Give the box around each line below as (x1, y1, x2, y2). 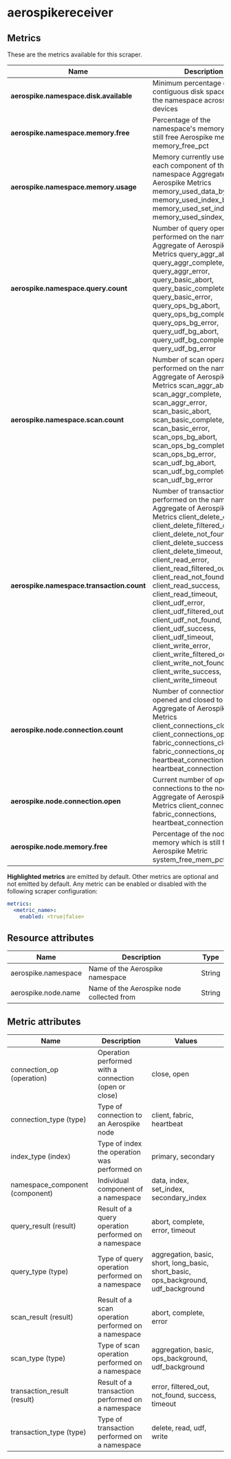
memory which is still (152, 838, 221, 847)
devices (152, 104, 178, 113)
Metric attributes (7, 1016, 81, 1027)
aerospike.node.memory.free (10, 842, 108, 851)
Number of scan (152, 355, 205, 364)
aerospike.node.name (10, 988, 81, 998)
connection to (97, 1111, 142, 1120)
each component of (152, 161, 217, 170)
